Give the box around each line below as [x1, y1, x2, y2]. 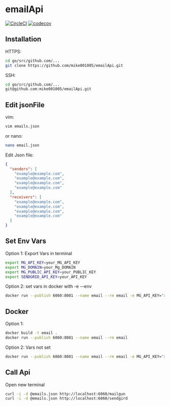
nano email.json [5, 143, 39, 148]
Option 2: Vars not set [5, 344, 51, 350]
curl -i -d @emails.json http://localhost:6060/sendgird [5, 396, 128, 401]
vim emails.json [5, 124, 39, 129]
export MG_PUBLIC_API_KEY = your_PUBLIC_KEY [5, 269, 96, 274]
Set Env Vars [5, 237, 47, 246]
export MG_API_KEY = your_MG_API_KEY [5, 260, 80, 265]
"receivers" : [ [10, 194, 42, 199]
